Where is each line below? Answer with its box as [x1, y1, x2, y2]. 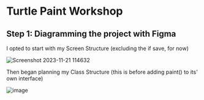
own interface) [6, 75, 43, 82]
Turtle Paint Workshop [6, 4, 124, 18]
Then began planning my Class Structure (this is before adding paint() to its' [6, 68, 198, 76]
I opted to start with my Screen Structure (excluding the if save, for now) [6, 45, 189, 52]
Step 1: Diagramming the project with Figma [6, 29, 176, 39]
